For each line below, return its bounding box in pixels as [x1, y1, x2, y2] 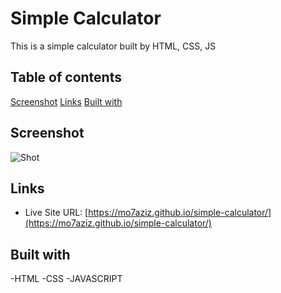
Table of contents [10, 69, 122, 86]
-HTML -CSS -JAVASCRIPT [10, 273, 123, 285]
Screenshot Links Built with [10, 95, 123, 107]
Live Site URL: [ [24, 207, 89, 219]
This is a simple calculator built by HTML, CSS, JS [10, 40, 217, 52]
